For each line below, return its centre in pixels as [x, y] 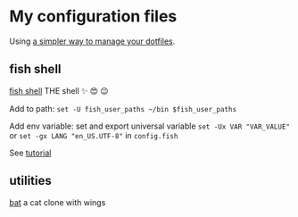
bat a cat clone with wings [58, 202]
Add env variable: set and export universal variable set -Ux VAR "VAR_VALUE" [149, 126]
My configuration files [93, 17]
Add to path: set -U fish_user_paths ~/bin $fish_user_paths [123, 108]
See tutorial [30, 153]
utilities [30, 181]
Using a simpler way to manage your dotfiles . [92, 41]
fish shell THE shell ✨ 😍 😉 [59, 90]
